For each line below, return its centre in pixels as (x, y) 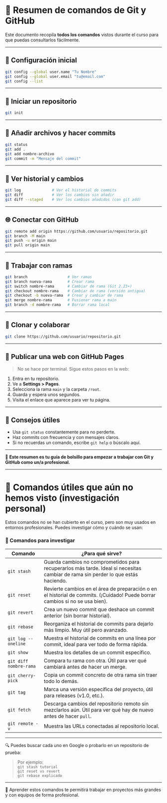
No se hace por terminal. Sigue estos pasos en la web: (73, 369)
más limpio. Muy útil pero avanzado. (86, 630)
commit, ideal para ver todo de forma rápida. (96, 644)
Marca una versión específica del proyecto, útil (98, 689)
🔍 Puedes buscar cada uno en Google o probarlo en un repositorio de (77, 745)
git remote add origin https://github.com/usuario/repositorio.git (77, 231)
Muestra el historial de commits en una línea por (100, 638)
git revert (20, 612)
